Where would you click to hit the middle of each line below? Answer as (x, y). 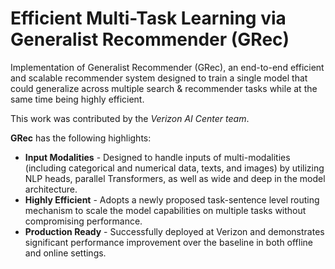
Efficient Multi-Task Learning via (148, 18)
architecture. (51, 189)
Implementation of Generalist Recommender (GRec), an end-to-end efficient (167, 67)
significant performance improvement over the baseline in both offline (169, 242)
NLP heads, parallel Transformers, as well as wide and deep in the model (175, 178)
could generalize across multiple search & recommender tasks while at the (164, 88)
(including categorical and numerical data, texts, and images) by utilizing (174, 168)
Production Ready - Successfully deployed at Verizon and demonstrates (174, 231)
